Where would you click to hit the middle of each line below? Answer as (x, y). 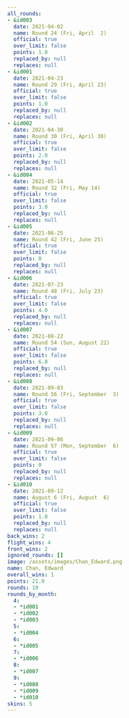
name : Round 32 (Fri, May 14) (57, 188)
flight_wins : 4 (29, 542)
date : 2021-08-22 (38, 336)
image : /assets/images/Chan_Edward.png (65, 562)
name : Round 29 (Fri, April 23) (60, 85)
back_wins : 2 (26, 536)
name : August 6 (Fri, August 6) (62, 497)
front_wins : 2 (28, 549)
